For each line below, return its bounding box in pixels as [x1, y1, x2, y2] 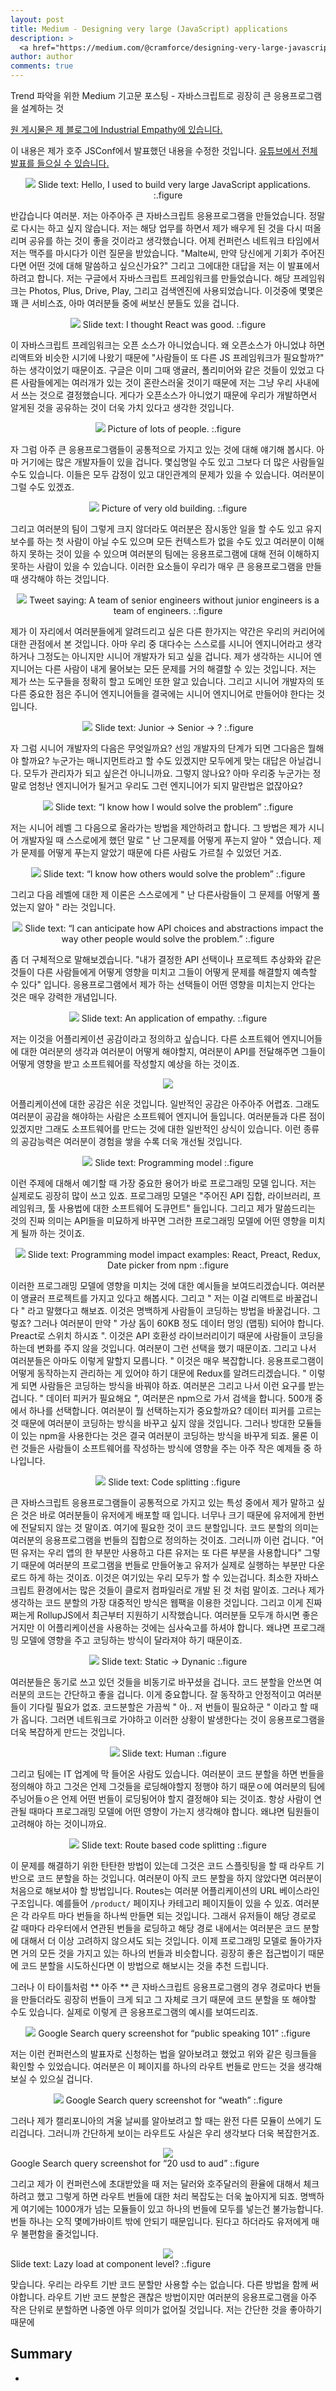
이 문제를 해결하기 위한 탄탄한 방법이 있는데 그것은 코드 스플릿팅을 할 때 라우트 [10, 1860, 315, 1871]
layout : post [10, 14, 65, 25]
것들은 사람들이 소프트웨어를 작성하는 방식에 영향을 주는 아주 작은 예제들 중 [20, 1442, 312, 1454]
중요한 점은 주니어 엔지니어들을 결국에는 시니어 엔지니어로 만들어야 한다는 [28, 688, 315, 700]
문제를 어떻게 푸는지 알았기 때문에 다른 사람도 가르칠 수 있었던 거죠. [20, 847, 282, 858]
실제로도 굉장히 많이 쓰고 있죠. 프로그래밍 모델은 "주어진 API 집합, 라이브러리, [10, 1190, 311, 1201]
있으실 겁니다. [39, 2073, 93, 2085]
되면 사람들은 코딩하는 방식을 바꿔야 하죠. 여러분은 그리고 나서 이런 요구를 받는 [20, 1380, 325, 1391]
